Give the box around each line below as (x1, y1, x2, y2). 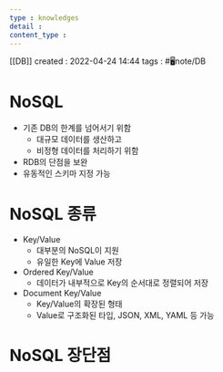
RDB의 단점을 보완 (22, 157, 88, 168)
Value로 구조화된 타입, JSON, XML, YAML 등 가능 (35, 310, 215, 321)
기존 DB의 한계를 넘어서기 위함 (22, 122, 132, 133)
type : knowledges (9, 13, 79, 23)
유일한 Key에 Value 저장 (35, 256, 123, 267)
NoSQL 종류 (9, 203, 97, 224)
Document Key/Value (22, 288, 102, 299)
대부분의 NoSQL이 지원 (35, 245, 120, 256)
